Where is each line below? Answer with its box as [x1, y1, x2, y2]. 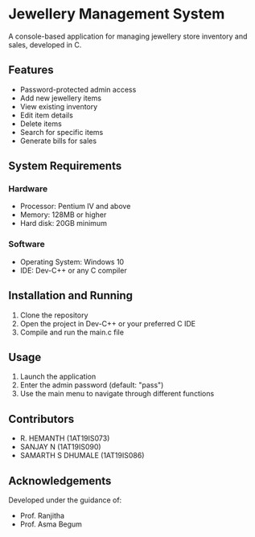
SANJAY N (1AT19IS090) [19, 442, 102, 452]
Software [8, 239, 46, 250]
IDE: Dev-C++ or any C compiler [19, 265, 127, 275]
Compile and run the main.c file [19, 327, 125, 337]
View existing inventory [19, 101, 98, 111]
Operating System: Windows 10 [19, 256, 125, 266]
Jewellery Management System [8, 5, 225, 23]
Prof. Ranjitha [19, 510, 65, 520]
